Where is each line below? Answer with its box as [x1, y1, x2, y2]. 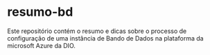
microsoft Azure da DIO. [7, 41, 76, 49]
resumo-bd [7, 4, 73, 20]
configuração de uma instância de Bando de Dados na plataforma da [7, 34, 204, 42]
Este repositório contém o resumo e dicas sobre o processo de [7, 27, 187, 35]
